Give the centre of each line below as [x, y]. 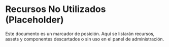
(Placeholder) [35, 20]
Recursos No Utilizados [56, 9]
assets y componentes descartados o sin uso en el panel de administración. [85, 39]
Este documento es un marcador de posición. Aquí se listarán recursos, [80, 33]
